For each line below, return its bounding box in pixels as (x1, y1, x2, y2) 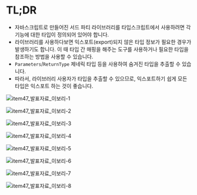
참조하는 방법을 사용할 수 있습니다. (14, 53, 94, 60)
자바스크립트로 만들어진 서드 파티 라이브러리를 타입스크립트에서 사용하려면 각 (14, 23, 191, 31)
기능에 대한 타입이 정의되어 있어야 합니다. (14, 31, 109, 38)
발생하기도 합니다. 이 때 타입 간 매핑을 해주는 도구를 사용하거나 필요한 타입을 (14, 45, 189, 53)
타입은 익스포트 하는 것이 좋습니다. (14, 82, 94, 89)
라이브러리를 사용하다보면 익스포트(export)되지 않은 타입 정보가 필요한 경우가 (14, 38, 192, 45)
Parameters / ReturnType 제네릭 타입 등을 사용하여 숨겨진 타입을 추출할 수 (14, 60, 181, 68)
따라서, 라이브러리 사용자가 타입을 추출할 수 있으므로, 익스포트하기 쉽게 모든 (14, 75, 188, 82)
